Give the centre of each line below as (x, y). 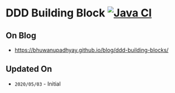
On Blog (21, 36)
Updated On (29, 69)
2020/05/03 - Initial (38, 84)
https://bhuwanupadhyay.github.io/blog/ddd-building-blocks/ (91, 50)
